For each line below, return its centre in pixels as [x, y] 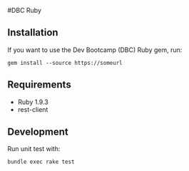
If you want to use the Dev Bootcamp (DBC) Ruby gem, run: [95, 50]
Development [38, 132]
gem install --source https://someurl [65, 63]
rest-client [33, 109]
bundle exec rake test [41, 162]
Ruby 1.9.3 [33, 102]
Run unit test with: [34, 149]
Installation [33, 32]
